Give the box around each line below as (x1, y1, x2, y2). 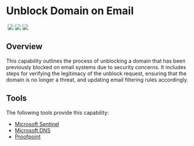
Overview (6, 41, 43, 51)
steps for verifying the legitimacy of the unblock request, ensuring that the (6, 70, 187, 77)
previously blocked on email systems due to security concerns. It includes (6, 63, 186, 70)
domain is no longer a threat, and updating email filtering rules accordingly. (6, 76, 189, 83)
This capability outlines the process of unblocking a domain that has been (6, 57, 186, 64)
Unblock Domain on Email (6, 4, 134, 18)
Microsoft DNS (14, 126, 51, 134)
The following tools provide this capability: (6, 109, 109, 116)
